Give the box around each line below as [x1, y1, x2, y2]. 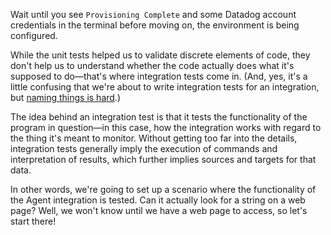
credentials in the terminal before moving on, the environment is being [10, 19, 300, 31]
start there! [10, 215, 57, 227]
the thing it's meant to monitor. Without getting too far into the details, [10, 132, 298, 144]
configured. [10, 30, 58, 41]
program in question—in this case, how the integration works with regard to [10, 122, 322, 133]
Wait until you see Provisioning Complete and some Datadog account [10, 9, 297, 20]
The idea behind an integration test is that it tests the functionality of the [10, 111, 308, 123]
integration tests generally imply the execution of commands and [10, 143, 278, 154]
